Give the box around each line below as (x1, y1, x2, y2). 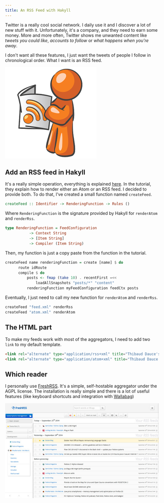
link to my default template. (5, 341, 62, 347)
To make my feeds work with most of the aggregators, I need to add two (5, 336, 150, 342)
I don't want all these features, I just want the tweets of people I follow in (5, 52, 151, 58)
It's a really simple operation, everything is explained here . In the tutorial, (5, 181, 151, 187)
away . (5, 42, 18, 48)
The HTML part (5, 323, 52, 332)
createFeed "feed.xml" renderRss (5, 305, 73, 310)
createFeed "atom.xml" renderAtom (5, 310, 76, 314)
